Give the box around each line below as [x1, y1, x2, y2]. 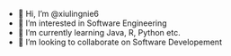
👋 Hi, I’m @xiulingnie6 [17, 9, 99, 19]
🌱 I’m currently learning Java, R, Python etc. [17, 28, 182, 37]
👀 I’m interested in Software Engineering [17, 18, 168, 28]
